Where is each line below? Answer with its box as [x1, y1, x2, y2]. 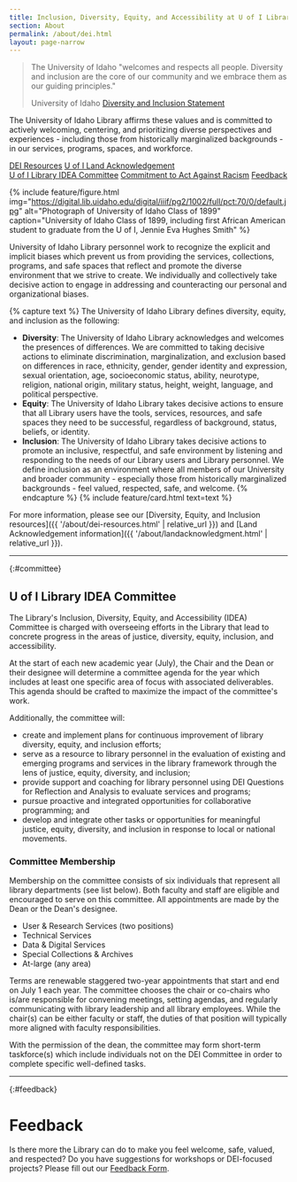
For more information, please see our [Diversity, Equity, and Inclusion [9, 510, 261, 521]
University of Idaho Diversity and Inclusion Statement [30, 98, 225, 109]
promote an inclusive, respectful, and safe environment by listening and [21, 445, 283, 456]
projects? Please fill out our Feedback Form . [9, 1163, 170, 1174]
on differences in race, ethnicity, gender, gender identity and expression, [21, 360, 287, 372]
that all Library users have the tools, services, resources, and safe [21, 408, 263, 419]
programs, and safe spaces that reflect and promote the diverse [9, 260, 242, 271]
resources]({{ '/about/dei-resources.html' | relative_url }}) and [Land [9, 519, 258, 529]
